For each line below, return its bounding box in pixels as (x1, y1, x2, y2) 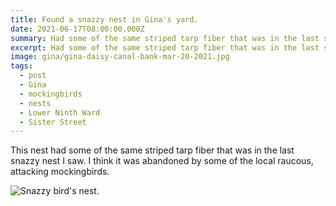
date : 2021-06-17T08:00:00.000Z (10, 24, 145, 34)
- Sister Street (19, 117, 87, 127)
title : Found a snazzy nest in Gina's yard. (10, 14, 199, 25)
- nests (19, 98, 52, 108)
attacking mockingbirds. (10, 166, 110, 178)
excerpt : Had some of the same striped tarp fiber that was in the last (10, 42, 320, 53)
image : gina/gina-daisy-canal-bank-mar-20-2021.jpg (10, 52, 230, 62)
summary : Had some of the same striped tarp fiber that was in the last (10, 33, 320, 43)
